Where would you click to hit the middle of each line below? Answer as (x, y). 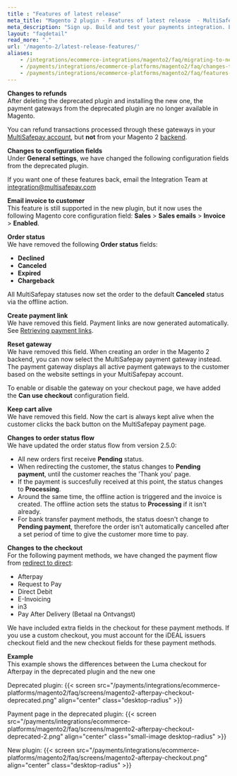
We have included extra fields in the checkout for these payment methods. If (119, 628)
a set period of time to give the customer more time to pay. (103, 534)
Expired (29, 273)
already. (29, 511)
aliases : (20, 54)
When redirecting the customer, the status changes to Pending (109, 466)
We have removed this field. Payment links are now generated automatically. (118, 323)
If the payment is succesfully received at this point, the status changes (120, 481)
